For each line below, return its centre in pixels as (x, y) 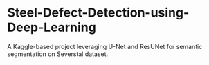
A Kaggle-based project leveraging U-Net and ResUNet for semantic (105, 46)
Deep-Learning (52, 27)
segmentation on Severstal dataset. (58, 54)
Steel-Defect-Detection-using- (98, 13)
